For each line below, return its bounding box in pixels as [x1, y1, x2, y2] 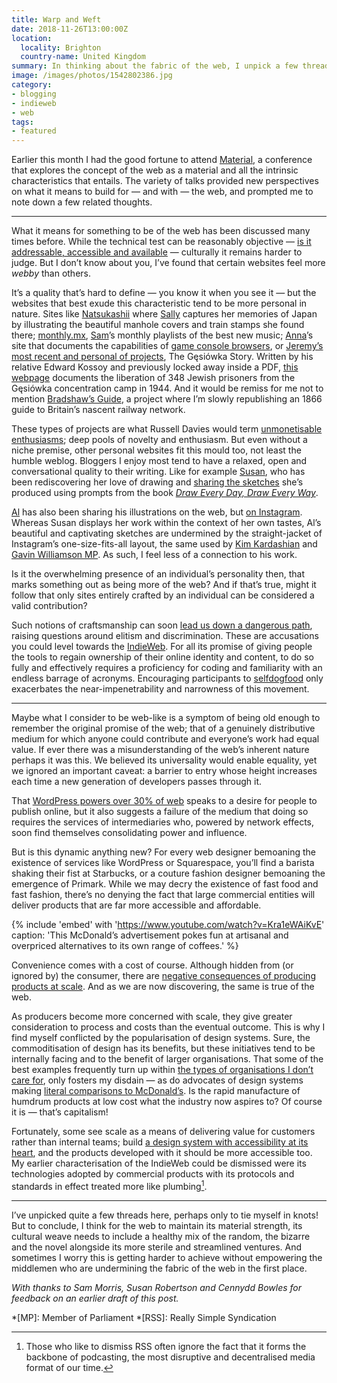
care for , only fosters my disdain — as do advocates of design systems [11, 1074, 304, 1086]
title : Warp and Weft [11, 14, 102, 25]
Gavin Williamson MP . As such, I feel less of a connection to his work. [11, 549, 298, 561]
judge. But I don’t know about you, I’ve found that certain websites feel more [11, 257, 326, 269]
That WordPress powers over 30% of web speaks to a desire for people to [11, 795, 318, 807]
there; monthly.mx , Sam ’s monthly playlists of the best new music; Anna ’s [11, 329, 314, 341]
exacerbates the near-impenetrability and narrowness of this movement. [11, 683, 310, 695]
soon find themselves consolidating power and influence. [11, 827, 248, 839]
